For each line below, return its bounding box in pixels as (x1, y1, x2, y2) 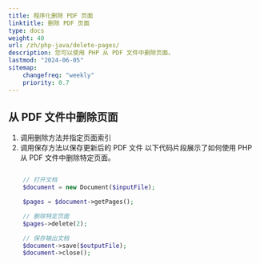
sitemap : (8, 64, 38, 72)
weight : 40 (8, 34, 45, 42)
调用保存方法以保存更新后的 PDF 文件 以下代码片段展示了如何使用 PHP (19, 143, 253, 153)
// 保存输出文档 (22, 234, 70, 242)
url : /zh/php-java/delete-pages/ (8, 42, 120, 50)
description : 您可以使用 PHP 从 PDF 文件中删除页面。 (8, 49, 174, 57)
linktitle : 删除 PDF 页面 (8, 19, 90, 27)
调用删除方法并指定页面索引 (19, 133, 112, 142)
